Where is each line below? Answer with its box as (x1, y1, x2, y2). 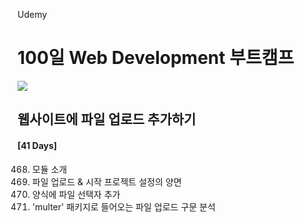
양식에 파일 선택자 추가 (31, 188, 121, 200)
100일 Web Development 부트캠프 (17, 47, 295, 69)
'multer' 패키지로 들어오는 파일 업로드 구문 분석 (31, 200, 216, 213)
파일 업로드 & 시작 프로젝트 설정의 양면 (31, 175, 182, 188)
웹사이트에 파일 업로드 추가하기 (17, 111, 197, 128)
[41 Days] (17, 139, 58, 151)
